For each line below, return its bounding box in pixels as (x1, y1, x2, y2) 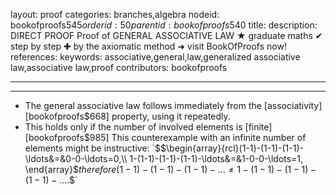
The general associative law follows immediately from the (24, 100, 262, 111)
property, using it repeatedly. (111, 110, 231, 122)
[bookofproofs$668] (24, 110, 110, 122)
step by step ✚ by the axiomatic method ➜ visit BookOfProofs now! (10, 40, 287, 52)
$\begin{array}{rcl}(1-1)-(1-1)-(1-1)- (160, 142, 304, 154)
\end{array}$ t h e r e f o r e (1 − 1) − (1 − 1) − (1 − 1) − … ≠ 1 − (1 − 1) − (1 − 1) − (24, 164, 317, 175)
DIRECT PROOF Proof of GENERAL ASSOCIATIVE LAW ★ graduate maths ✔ (10, 30, 323, 41)
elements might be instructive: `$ (24, 142, 162, 154)
